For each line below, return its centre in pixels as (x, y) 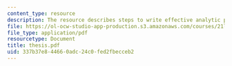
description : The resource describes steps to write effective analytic (114, 20)
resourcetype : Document (41, 39)
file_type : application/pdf (48, 33)
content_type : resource (41, 13)
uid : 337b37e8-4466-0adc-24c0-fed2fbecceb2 (71, 52)
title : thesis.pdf (33, 45)
